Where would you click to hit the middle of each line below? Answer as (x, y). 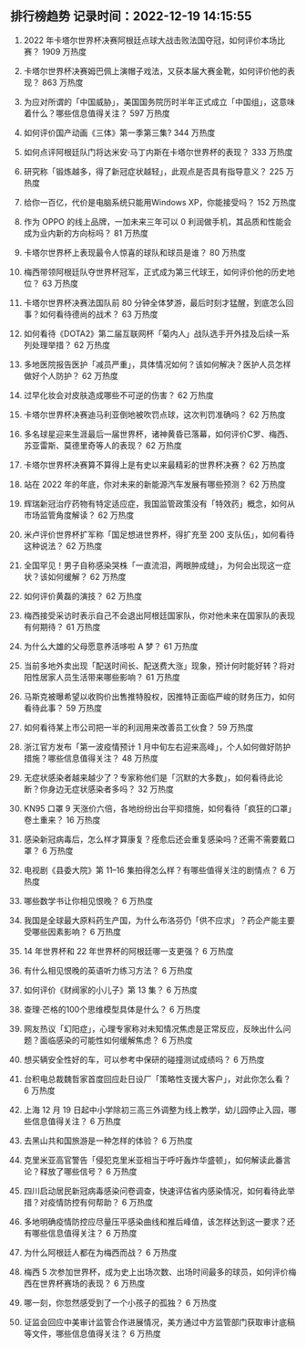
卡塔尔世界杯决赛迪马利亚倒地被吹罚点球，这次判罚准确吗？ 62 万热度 (154, 415)
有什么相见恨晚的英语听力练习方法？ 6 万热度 (108, 970)
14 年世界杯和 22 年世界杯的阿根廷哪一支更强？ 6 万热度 (128, 951)
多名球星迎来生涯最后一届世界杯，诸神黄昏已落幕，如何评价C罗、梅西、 (158, 434)
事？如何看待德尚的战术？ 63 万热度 (91, 314)
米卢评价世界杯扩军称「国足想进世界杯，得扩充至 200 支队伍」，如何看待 (159, 534)
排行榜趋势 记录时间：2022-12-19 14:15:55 (131, 16)
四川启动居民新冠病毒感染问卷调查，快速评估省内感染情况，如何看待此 (155, 1191)
